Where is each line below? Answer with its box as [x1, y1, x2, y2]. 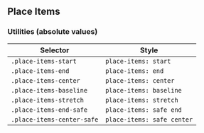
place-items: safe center [105, 115, 193, 123]
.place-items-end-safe [11, 105, 87, 114]
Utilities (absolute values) [7, 27, 98, 37]
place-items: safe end [105, 105, 183, 114]
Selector [40, 45, 70, 55]
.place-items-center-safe [11, 115, 99, 123]
